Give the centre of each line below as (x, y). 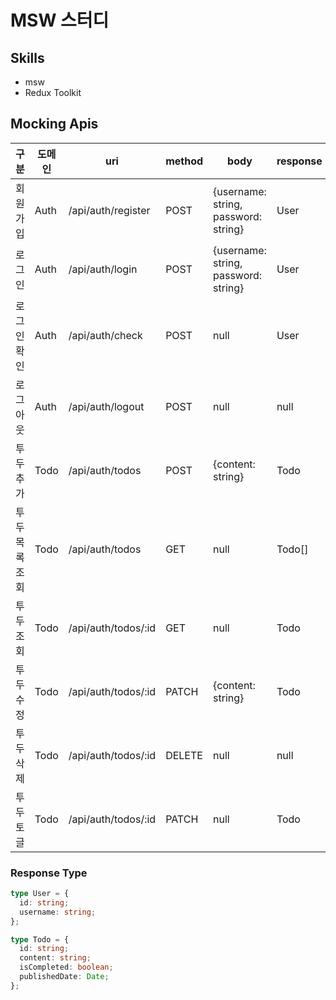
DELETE (184, 755)
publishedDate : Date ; (64, 977)
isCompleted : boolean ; (66, 967)
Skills (27, 57)
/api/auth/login (103, 269)
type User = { (40, 894)
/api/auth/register (109, 210)
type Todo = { (40, 939)
